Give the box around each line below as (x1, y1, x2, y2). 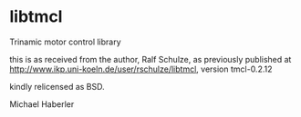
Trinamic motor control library (9, 36, 121, 47)
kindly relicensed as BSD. (9, 81, 105, 92)
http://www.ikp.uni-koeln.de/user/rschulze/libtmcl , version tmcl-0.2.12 (9, 63, 273, 74)
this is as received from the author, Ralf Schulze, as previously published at (9, 54, 292, 64)
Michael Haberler (9, 98, 75, 110)
